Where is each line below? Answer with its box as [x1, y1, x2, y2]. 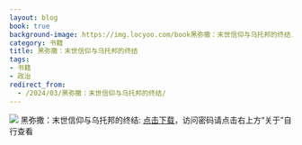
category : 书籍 [9, 38, 64, 48]
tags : [9, 55, 30, 64]
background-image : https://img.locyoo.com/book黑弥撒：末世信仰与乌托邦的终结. [9, 30, 295, 39]
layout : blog [9, 13, 58, 23]
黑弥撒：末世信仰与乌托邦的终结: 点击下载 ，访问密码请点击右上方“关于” [20, 114, 285, 125]
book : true [9, 22, 50, 31]
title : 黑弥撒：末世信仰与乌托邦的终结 [9, 47, 138, 56]
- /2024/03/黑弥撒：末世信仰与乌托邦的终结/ [17, 88, 166, 97]
